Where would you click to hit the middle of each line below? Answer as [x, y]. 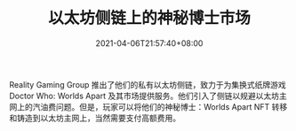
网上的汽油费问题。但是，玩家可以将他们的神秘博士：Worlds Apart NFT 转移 [148, 106]
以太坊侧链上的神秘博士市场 [149, 18]
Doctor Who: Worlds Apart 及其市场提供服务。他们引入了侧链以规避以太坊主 [148, 96]
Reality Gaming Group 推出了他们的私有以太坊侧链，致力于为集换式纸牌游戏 [148, 84]
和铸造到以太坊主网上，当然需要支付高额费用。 [95, 118]
